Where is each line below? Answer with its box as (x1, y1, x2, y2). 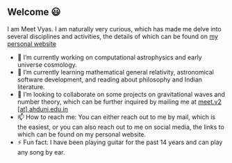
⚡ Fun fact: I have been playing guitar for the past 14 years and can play (17, 138, 223, 146)
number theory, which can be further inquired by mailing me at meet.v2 (17, 98, 222, 106)
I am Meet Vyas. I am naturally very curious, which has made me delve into (7, 24, 222, 33)
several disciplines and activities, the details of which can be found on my (7, 32, 219, 40)
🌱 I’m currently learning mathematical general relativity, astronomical (17, 68, 214, 76)
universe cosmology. (17, 60, 78, 69)
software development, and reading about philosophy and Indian (17, 75, 203, 84)
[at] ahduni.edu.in (17, 104, 68, 113)
